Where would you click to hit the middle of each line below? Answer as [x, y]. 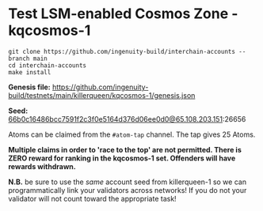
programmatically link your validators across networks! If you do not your [128, 190]
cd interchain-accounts [48, 65]
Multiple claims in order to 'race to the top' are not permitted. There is [125, 149]
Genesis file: [29, 87]
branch [19, 58]
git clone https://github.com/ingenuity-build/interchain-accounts [122, 51]
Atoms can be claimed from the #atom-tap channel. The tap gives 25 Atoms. [132, 134]
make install [30, 72]
